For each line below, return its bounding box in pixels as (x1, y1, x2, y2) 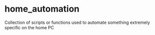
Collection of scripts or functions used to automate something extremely (4, 19, 150, 25)
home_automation (4, 3, 80, 15)
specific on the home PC (4, 24, 54, 30)
